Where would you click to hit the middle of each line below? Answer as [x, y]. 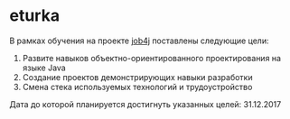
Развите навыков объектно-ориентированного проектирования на [152, 58]
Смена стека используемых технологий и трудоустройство [137, 87]
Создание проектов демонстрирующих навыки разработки [137, 77]
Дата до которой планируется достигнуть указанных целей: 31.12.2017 [145, 104]
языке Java [44, 68]
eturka [35, 16]
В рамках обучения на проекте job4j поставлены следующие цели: [139, 41]
